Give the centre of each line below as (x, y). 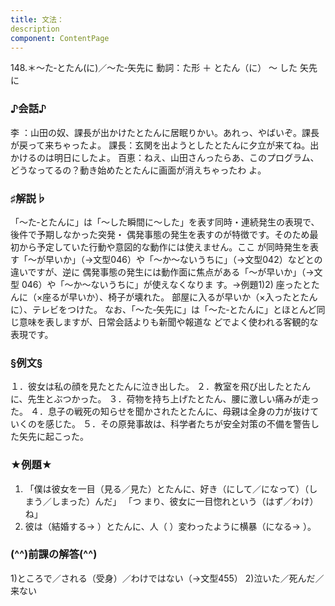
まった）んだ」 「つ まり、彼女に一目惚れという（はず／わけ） (189, 501)
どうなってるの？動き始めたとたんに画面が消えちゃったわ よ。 (138, 170)
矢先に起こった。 (54, 437)
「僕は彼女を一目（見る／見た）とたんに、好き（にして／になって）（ (167, 488)
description (35, 29)
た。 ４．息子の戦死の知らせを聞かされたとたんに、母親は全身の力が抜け (160, 412)
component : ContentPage (60, 38)
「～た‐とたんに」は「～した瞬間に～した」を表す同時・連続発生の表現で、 (165, 222)
